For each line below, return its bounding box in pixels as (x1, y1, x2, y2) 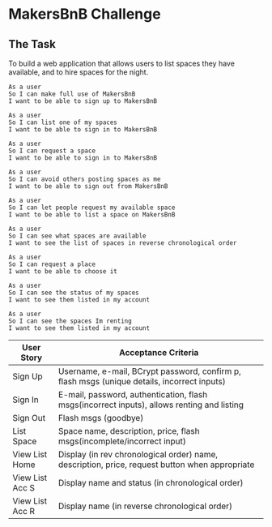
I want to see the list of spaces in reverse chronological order (8, 239, 237, 247)
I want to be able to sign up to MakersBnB (8, 97, 158, 105)
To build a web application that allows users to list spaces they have (8, 58, 235, 68)
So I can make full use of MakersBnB (8, 90, 136, 98)
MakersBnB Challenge (8, 5, 161, 24)
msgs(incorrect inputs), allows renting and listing (57, 399, 244, 410)
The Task (8, 37, 57, 51)
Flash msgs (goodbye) (57, 413, 144, 423)
